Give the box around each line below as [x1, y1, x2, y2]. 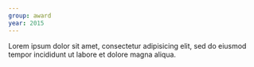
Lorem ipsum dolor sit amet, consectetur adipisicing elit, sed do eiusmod [8, 41, 247, 50]
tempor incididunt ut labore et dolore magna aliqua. [8, 49, 177, 59]
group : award [8, 11, 52, 20]
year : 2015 [8, 19, 45, 27]
